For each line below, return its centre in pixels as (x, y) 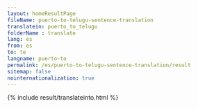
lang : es (20, 39)
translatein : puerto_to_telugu (52, 26)
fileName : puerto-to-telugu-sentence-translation (81, 20)
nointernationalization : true (51, 78)
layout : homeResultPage (42, 13)
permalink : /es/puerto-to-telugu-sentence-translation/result (99, 65)
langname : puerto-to (37, 59)
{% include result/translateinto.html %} (63, 98)
